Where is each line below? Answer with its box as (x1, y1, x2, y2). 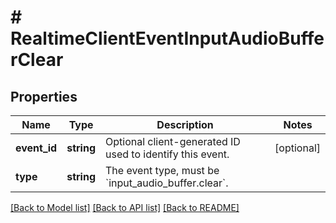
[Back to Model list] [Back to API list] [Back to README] (10, 202, 240, 213)
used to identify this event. (105, 147, 230, 161)
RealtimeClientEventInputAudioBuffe (10, 27, 325, 50)
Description (156, 118, 214, 131)
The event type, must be (105, 164, 220, 177)
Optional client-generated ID (105, 135, 241, 148)
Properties (10, 88, 78, 105)
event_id (15, 141, 58, 155)
